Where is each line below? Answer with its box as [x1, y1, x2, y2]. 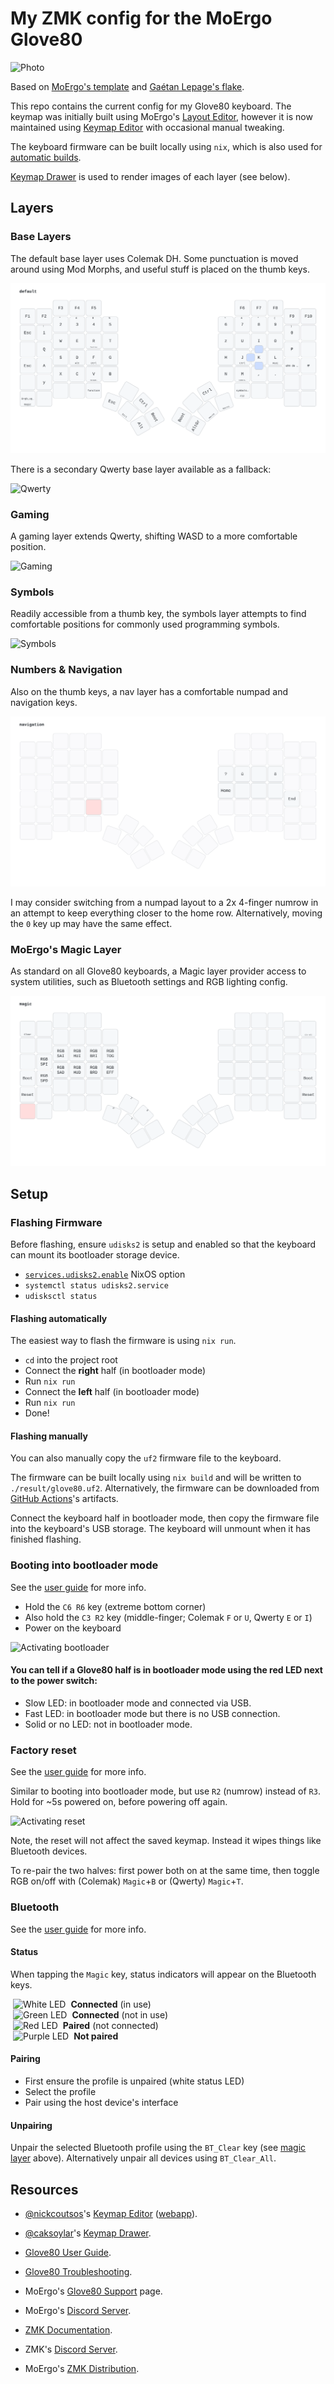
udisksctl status [24, 1292, 98, 1302]
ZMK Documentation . [24, 2323, 113, 2336]
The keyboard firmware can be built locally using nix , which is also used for [10, 140, 323, 152]
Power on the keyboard [24, 1622, 122, 1634]
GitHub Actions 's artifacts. [10, 1493, 119, 1505]
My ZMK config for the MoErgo [10, 7, 273, 30]
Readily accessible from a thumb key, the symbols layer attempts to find [10, 608, 307, 620]
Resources [10, 2181, 79, 2198]
